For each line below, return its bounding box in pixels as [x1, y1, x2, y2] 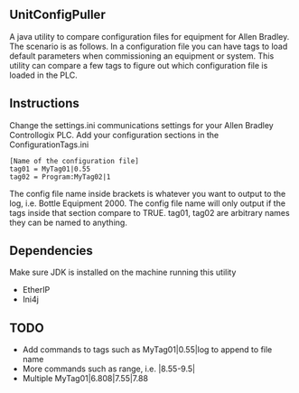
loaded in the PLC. [9, 70, 79, 80]
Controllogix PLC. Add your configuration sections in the [9, 129, 220, 140]
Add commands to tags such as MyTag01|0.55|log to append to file [22, 344, 273, 355]
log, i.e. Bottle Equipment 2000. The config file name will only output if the [9, 198, 286, 209]
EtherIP [22, 285, 51, 295]
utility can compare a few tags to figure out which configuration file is [9, 60, 268, 70]
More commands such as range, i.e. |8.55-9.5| [22, 363, 196, 374]
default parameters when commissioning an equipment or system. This [9, 50, 275, 61]
